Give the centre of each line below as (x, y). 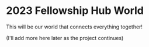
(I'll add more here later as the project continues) (65, 38)
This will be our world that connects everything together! (74, 27)
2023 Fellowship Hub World (75, 11)
